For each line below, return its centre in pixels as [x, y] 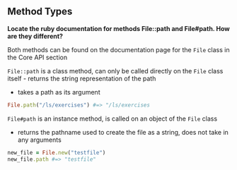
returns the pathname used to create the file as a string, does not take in [123, 132]
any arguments [39, 140]
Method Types [40, 12]
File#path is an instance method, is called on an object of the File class [112, 119]
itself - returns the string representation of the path [82, 78]
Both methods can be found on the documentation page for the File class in [118, 49]
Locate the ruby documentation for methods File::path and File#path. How [118, 28]
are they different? [35, 36]
